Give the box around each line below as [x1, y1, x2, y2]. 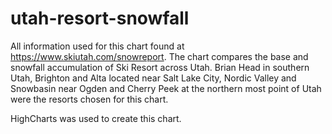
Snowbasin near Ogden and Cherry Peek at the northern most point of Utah [10, 82, 322, 94]
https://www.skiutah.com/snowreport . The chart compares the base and [10, 50, 309, 62]
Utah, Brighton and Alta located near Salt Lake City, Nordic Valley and [10, 72, 297, 84]
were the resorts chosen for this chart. [10, 93, 169, 105]
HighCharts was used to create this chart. [10, 112, 182, 124]
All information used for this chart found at [10, 40, 185, 52]
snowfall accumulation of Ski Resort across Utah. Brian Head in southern [10, 61, 310, 73]
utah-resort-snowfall [10, 7, 190, 30]
